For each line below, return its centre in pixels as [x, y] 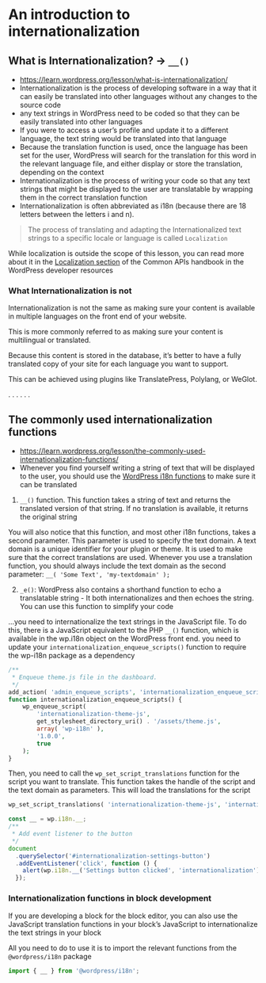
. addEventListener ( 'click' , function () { [86, 863]
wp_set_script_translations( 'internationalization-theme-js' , [115, 805]
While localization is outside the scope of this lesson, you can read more [126, 253]
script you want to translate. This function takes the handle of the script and [132, 782]
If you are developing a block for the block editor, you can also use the [123, 916]
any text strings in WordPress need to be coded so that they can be [129, 113]
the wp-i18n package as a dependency [72, 656]
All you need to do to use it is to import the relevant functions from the [123, 947]
